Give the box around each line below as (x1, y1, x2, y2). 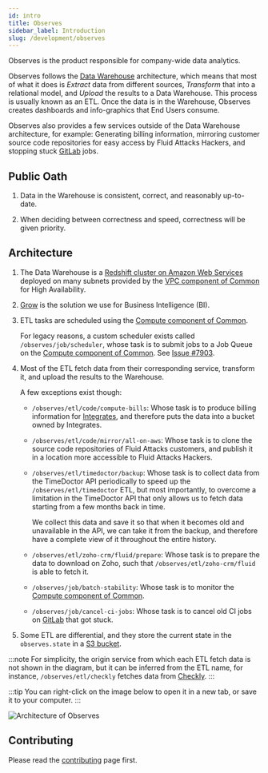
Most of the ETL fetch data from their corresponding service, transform (19, 363, 255, 373)
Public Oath (8, 169, 68, 183)
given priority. (19, 223, 66, 233)
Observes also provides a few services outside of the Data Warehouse (8, 121, 241, 130)
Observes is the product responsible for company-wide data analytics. (8, 56, 241, 66)
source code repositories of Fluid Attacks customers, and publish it (31, 444, 254, 453)
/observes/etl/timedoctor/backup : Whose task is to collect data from (31, 468, 260, 477)
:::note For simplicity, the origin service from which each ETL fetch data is (8, 654, 251, 663)
